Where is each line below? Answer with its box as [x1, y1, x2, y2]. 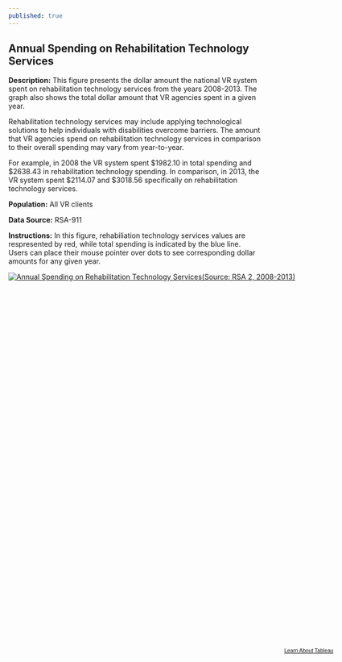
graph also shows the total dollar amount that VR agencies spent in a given [8, 93, 257, 102]
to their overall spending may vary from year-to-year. [8, 143, 185, 152]
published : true [8, 11, 63, 20]
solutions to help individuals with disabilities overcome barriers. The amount [8, 126, 261, 135]
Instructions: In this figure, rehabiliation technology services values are [8, 231, 246, 240]
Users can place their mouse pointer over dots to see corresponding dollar [8, 248, 256, 258]
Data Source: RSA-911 [8, 215, 82, 225]
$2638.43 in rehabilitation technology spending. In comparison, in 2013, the [8, 167, 260, 177]
